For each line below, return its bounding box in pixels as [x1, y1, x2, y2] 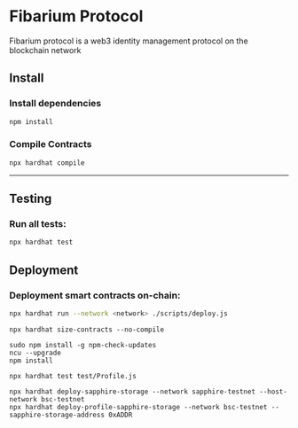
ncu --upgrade [9, 348, 62, 357]
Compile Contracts [9, 138, 92, 151]
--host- [259, 387, 288, 396]
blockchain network [9, 44, 82, 55]
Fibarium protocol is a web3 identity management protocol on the [9, 35, 248, 46]
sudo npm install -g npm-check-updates [9, 340, 157, 349]
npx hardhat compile [9, 158, 86, 167]
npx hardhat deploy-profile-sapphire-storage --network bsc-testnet [9, 402, 268, 411]
